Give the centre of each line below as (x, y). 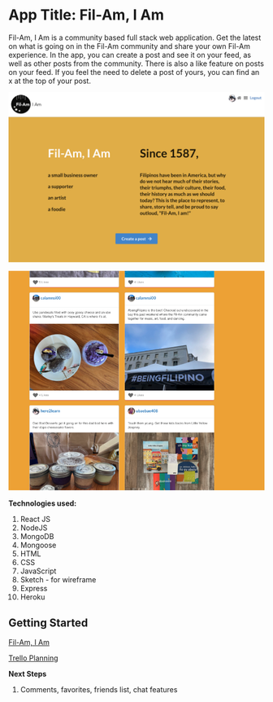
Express (34, 589)
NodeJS (34, 528)
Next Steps (28, 674)
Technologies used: (43, 503)
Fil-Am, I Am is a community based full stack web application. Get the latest (135, 37)
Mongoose (38, 545)
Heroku (32, 597)
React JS (35, 520)
